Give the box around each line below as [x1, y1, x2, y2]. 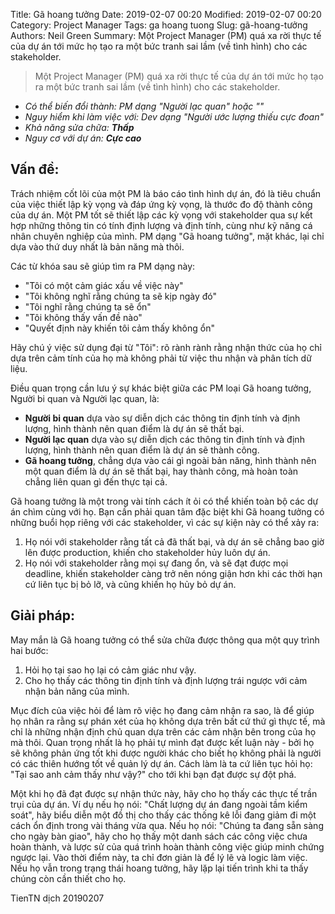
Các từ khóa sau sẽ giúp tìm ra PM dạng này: [10, 260, 196, 272]
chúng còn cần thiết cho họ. [10, 872, 127, 884]
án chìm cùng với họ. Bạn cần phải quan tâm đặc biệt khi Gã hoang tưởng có [10, 505, 325, 518]
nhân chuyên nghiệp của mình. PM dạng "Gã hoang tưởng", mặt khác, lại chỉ [10, 230, 325, 242]
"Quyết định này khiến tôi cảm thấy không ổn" [24, 322, 215, 334]
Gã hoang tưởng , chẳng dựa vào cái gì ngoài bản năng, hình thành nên [24, 454, 317, 466]
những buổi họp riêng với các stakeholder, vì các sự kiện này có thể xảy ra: [10, 516, 320, 528]
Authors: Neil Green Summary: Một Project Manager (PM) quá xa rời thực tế [10, 30, 322, 41]
